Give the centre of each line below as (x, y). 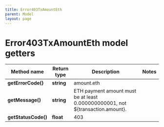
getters (20, 53)
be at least (86, 97)
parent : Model (20, 14)
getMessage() (24, 100)
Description (106, 72)
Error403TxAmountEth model (67, 43)
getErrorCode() (26, 83)
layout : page (18, 19)
